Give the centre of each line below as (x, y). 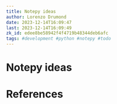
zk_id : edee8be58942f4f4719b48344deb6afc (57, 33)
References (35, 94)
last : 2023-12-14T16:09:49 (39, 28)
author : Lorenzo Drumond (36, 17)
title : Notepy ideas (31, 11)
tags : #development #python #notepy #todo (58, 39)
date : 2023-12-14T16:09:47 (39, 22)
